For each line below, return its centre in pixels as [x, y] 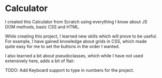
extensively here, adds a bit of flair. [40, 61]
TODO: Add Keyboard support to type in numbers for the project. [70, 70]
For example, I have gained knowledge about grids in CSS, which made [76, 41]
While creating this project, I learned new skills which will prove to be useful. [81, 36]
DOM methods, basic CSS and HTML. [43, 26]
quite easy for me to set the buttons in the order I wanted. [62, 46]
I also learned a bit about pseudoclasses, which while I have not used [74, 55]
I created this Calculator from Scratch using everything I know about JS [76, 22]
